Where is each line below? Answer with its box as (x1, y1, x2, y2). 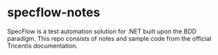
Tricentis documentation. (7, 41, 78, 50)
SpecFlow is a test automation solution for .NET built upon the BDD (7, 27, 197, 35)
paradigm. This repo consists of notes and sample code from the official (7, 34, 212, 42)
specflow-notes (7, 5, 100, 20)
